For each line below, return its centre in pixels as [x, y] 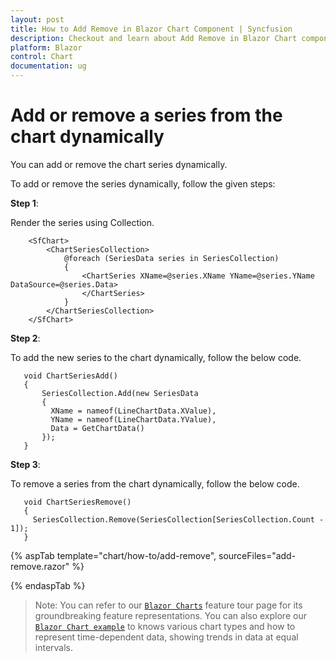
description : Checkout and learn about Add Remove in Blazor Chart [154, 38]
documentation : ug [48, 66]
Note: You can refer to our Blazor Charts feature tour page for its [168, 605]
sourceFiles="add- [257, 555]
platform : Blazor [46, 47]
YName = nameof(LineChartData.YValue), [133, 419]
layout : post [37, 19]
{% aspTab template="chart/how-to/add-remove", [113, 555]
